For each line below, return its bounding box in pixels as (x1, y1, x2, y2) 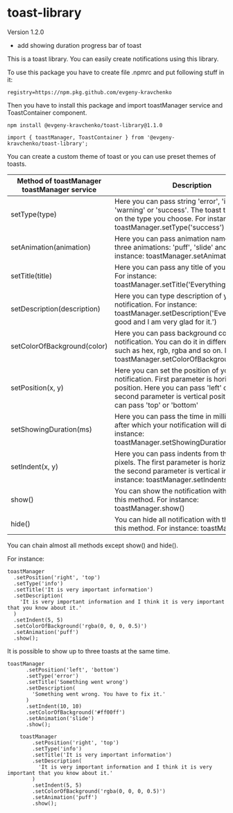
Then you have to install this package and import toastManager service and (7, 101, 223, 109)
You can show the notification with (114, 486, 227, 495)
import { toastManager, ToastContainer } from (7, 134, 144, 141)
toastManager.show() (114, 503, 185, 513)
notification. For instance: (114, 300, 198, 309)
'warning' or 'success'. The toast (114, 205, 222, 214)
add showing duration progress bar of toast (17, 41, 142, 49)
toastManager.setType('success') (114, 222, 225, 232)
